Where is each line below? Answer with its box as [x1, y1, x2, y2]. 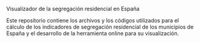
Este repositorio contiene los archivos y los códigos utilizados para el [6, 17, 179, 24]
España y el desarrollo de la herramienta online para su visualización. [6, 30, 179, 37]
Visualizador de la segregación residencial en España [6, 5, 140, 12]
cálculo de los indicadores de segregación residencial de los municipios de [6, 24, 194, 30]
